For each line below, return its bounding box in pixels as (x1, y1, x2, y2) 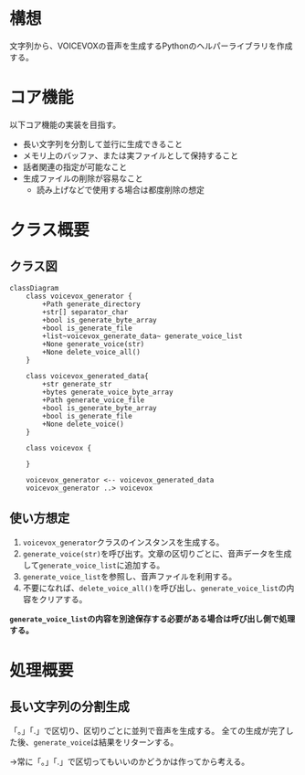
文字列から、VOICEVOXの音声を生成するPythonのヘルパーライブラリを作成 (9, 40, 293, 51)
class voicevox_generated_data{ (26, 371, 149, 380)
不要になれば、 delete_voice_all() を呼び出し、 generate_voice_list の (22, 582, 287, 593)
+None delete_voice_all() (42, 347, 142, 356)
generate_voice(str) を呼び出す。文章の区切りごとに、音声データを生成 (22, 547, 292, 558)
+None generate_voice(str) (42, 339, 145, 348)
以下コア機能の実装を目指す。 (9, 119, 121, 130)
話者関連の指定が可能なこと (22, 161, 128, 172)
